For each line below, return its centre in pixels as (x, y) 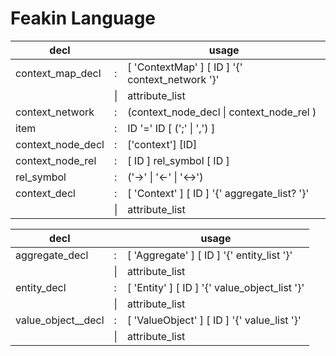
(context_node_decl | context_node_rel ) (222, 112)
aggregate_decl (52, 255)
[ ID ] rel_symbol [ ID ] (178, 160)
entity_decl (41, 287)
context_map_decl (58, 73)
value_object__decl (60, 320)
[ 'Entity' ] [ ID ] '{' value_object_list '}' (215, 287)
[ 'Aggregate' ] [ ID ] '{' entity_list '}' (209, 255)
